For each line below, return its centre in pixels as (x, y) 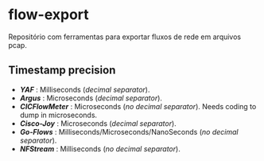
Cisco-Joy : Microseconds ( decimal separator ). (98, 123)
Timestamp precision (62, 71)
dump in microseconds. (58, 115)
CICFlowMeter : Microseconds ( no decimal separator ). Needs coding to (138, 106)
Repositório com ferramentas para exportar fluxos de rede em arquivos (124, 37)
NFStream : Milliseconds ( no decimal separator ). (100, 148)
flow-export (49, 15)
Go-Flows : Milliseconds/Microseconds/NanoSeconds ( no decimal (129, 132)
